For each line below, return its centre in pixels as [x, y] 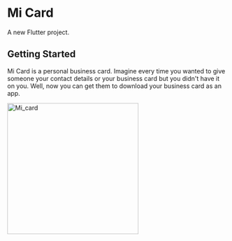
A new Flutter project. [38, 32]
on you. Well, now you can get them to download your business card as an [115, 86]
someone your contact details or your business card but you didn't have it [114, 78]
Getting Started [42, 54]
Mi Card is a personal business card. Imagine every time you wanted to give [116, 71]
